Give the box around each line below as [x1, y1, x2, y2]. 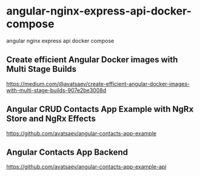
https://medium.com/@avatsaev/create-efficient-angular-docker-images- [6, 80, 190, 87]
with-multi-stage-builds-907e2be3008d [6, 86, 107, 94]
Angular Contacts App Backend [6, 147, 128, 157]
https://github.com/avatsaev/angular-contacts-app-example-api [6, 163, 167, 171]
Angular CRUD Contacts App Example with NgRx [6, 104, 194, 114]
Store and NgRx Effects [6, 114, 96, 124]
